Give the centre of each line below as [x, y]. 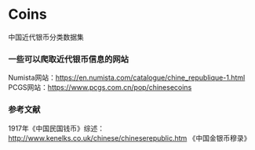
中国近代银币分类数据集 [46, 37]
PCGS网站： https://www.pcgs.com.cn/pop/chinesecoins [100, 87]
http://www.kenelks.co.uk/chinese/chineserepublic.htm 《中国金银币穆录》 [129, 137]
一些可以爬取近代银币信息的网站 [69, 59]
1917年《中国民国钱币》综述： [56, 128]
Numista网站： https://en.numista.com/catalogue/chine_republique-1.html [127, 78]
